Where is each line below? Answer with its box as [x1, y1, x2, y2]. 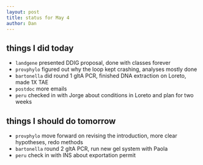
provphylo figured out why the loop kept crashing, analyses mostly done [15, 65, 197, 73]
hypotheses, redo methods [15, 139, 84, 145]
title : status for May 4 [6, 15, 70, 21]
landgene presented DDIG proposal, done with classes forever [15, 59, 171, 67]
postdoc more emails [15, 85, 67, 92]
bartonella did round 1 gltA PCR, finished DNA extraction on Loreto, [15, 72, 186, 79]
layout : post [6, 9, 40, 15]
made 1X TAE [15, 79, 49, 86]
